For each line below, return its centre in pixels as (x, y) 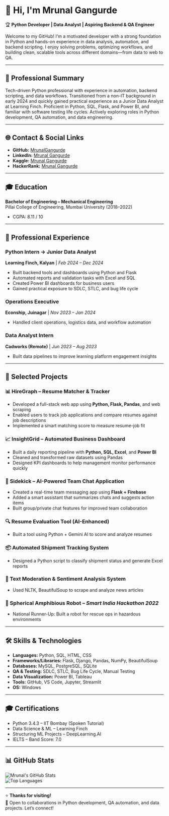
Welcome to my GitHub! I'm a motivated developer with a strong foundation (83, 36)
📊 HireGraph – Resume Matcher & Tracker (58, 391)
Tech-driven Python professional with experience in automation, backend (81, 90)
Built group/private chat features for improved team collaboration (80, 508)
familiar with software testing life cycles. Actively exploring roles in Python (82, 112)
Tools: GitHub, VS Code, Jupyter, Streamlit (57, 682)
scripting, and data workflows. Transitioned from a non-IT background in (80, 96)
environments (27, 619)
